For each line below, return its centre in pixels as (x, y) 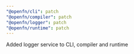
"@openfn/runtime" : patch (37, 28)
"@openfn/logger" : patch (36, 22)
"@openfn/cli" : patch (32, 11)
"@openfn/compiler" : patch (39, 17)
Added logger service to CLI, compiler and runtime (67, 45)
